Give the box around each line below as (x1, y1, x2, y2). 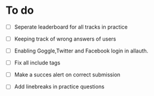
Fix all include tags (14, 59, 61, 66)
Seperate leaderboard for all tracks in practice (14, 23, 128, 30)
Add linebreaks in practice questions (14, 83, 105, 90)
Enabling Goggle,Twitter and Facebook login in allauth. (14, 47, 149, 54)
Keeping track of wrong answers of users (14, 35, 116, 42)
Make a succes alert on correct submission (14, 71, 121, 78)
